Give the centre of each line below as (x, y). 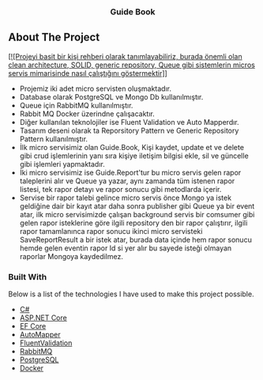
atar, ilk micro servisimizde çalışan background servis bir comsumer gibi (137, 214)
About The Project (54, 38)
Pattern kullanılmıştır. (54, 139)
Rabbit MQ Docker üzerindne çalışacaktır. (87, 114)
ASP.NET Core (43, 318)
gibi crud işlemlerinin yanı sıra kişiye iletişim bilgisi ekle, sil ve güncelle (134, 156)
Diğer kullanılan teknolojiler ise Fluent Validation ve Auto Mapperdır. (129, 122)
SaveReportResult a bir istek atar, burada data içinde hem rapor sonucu (136, 239)
